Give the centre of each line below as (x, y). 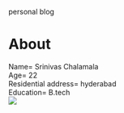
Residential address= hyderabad (62, 83)
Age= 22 (23, 75)
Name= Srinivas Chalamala (53, 66)
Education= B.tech (39, 92)
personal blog (32, 12)
